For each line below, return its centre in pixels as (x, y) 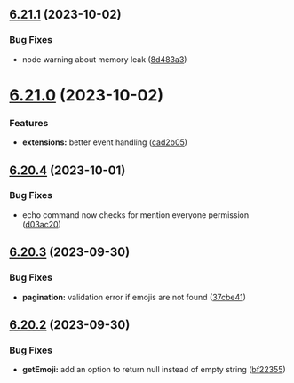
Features (29, 123)
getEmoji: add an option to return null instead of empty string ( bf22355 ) (154, 370)
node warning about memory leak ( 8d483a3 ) (104, 59)
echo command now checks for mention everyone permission (135, 215)
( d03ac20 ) (42, 224)
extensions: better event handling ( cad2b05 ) (105, 142)
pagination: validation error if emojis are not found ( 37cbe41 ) (134, 297)
